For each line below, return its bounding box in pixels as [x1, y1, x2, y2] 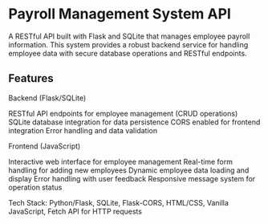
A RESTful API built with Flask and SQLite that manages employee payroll [8, 31, 250, 41]
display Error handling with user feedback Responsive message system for [8, 173, 256, 183]
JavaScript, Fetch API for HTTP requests [8, 206, 143, 216]
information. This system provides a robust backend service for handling [8, 39, 249, 49]
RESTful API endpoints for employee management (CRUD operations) [8, 108, 238, 118]
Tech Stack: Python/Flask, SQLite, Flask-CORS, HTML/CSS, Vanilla [8, 198, 229, 207]
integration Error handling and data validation [8, 125, 158, 135]
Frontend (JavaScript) [8, 141, 81, 151]
